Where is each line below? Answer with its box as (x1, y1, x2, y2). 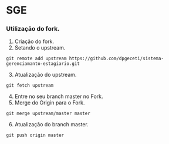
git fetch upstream (6, 83, 54, 89)
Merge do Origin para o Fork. (14, 99, 85, 106)
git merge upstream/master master (6, 110, 91, 117)
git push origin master (6, 132, 65, 139)
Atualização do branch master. (14, 121, 89, 128)
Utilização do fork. (6, 25, 60, 33)
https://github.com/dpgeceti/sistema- (69, 55, 164, 62)
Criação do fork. (14, 38, 55, 45)
